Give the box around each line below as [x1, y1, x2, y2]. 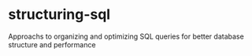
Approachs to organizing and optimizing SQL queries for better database [8, 32, 244, 41]
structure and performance [8, 39, 96, 49]
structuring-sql [8, 6, 111, 24]
